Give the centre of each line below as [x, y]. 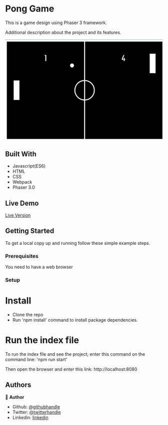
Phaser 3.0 [23, 187]
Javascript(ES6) [29, 166]
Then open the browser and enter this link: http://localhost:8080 [71, 369]
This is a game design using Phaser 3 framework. [56, 23]
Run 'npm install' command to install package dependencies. [75, 320]
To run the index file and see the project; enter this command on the [75, 354]
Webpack [22, 182]
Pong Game [30, 9]
